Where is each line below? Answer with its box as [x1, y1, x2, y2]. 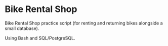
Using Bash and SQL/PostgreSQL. [5, 35, 75, 41]
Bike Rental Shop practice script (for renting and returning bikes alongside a [5, 20, 163, 26]
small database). [5, 25, 39, 31]
